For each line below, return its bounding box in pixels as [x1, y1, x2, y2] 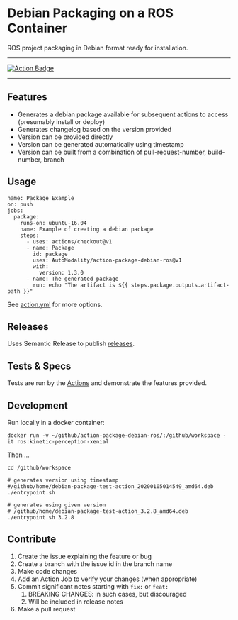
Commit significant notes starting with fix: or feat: [17, 582, 169, 590]
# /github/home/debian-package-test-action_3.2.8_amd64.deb [7, 508, 189, 515]
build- [208, 148, 225, 156]
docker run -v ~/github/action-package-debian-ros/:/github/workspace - [7, 432, 227, 439]
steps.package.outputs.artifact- [130, 282, 230, 289]
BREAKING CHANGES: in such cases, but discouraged [28, 589, 187, 598]
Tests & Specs [7, 360, 72, 372]
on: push [7, 201, 33, 208]
